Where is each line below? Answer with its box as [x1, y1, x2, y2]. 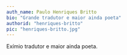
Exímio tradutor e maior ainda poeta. [6, 43, 98, 50]
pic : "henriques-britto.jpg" [6, 26, 81, 32]
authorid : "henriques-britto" [6, 20, 84, 26]
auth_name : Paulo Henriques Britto [6, 9, 97, 15]
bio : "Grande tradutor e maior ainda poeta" [6, 15, 122, 21]
